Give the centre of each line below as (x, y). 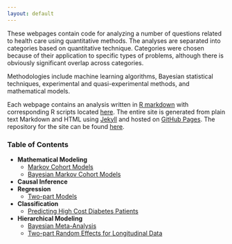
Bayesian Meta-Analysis (62, 225)
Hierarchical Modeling (50, 218)
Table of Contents (38, 144)
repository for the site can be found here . (66, 126)
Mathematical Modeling (52, 159)
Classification (38, 203)
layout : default (30, 14)
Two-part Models (52, 196)
